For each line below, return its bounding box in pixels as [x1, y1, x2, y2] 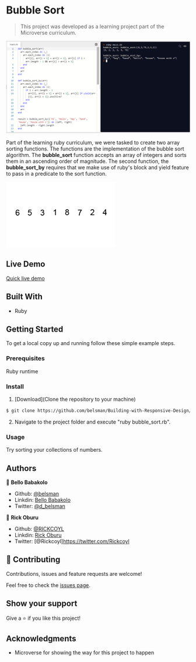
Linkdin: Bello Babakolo [14, 496, 71, 503]
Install [6, 382, 24, 390]
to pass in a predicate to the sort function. [6, 170, 107, 177]
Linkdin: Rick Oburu [14, 531, 62, 538]
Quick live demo [6, 275, 45, 282]
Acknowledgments [6, 633, 77, 643]
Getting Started [6, 324, 64, 334]
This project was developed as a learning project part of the [20, 23, 164, 30]
